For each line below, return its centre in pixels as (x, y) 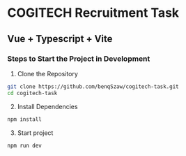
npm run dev (24, 146)
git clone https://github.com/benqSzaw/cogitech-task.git (93, 86)
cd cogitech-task (32, 93)
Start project (35, 133)
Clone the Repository (48, 73)
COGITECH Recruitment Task (93, 13)
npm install (24, 119)
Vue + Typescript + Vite (60, 39)
